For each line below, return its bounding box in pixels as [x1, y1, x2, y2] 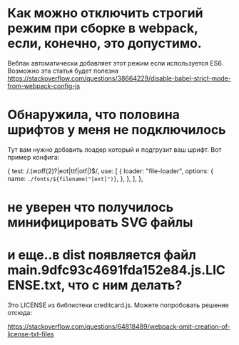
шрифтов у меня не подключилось [7, 122, 226, 138]
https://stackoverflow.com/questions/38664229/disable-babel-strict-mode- [7, 73, 232, 83]
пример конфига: [7, 153, 60, 161]
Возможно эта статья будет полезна [7, 66, 119, 75]
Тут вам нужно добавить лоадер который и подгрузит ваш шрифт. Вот [7, 145, 222, 154]
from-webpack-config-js [7, 81, 81, 90]
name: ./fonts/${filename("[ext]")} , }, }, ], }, [7, 174, 143, 182]
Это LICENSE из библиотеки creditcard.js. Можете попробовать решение [7, 301, 230, 309]
